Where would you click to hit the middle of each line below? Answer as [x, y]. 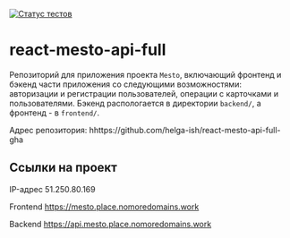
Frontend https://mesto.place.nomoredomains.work [104, 207]
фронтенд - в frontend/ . [55, 113]
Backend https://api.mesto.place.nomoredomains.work [111, 224]
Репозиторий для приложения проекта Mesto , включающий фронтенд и [145, 74]
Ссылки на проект [64, 168]
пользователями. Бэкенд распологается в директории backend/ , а [135, 103]
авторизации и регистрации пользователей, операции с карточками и [144, 93]
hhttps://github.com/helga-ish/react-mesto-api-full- [185, 130]
